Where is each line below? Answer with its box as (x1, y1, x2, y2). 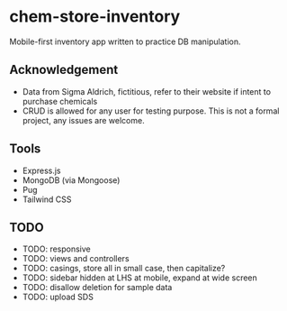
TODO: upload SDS (22, 291, 94, 303)
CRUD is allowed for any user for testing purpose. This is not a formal (22, 105, 280, 116)
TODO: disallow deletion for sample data (22, 282, 173, 293)
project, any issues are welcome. (22, 114, 146, 125)
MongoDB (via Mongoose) (22, 174, 121, 186)
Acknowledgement (9, 62, 119, 78)
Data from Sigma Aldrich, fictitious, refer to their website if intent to (22, 86, 272, 96)
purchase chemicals (22, 96, 98, 106)
